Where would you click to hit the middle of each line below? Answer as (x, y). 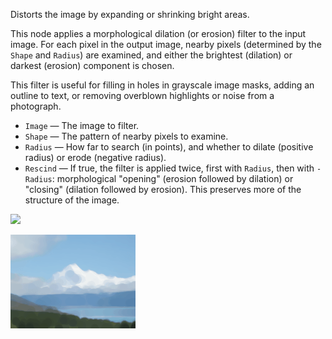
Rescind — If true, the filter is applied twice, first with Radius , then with (169, 168)
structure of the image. (72, 200)
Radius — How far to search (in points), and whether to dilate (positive (169, 147)
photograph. (36, 106)
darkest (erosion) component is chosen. (92, 65)
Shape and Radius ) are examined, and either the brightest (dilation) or (151, 55)
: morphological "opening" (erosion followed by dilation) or (172, 178)
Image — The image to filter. (82, 125)
